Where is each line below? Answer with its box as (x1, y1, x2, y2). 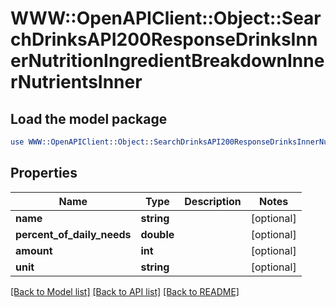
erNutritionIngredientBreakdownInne (10, 50, 325, 72)
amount (15, 243, 53, 257)
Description (184, 194, 242, 208)
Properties (10, 165, 78, 182)
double (140, 227, 175, 241)
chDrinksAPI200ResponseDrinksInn (10, 28, 318, 51)
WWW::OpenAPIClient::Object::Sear (10, 7, 322, 30)
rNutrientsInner (10, 71, 143, 94)
